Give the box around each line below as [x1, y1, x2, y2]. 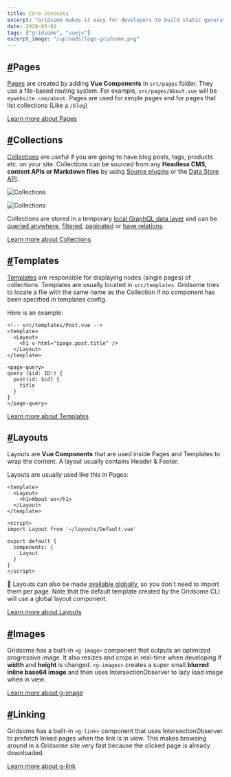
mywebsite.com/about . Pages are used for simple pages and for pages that [7, 93, 217, 102]
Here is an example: [7, 308, 64, 317]
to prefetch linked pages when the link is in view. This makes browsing [7, 734, 207, 742]
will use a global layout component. [7, 595, 108, 603]
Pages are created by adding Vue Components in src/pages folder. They [7, 79, 213, 87]
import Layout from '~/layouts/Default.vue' [7, 526, 137, 533]
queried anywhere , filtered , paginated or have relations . [7, 221, 165, 230]
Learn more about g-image [7, 688, 84, 697]
